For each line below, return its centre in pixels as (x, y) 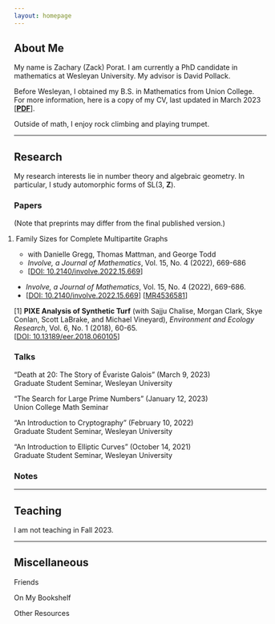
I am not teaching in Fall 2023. (64, 529)
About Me (39, 49)
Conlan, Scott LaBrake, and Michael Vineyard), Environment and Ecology (134, 319)
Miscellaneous (51, 563)
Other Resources (42, 613)
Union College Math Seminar (61, 407)
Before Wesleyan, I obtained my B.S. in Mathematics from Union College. (134, 91)
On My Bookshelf (42, 598)
